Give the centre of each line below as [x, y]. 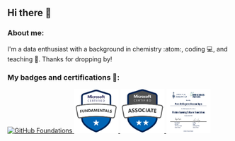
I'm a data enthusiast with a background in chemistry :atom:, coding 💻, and [117, 49]
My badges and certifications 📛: [64, 77]
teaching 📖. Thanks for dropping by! [60, 59]
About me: [26, 33]
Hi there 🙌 [29, 13]
